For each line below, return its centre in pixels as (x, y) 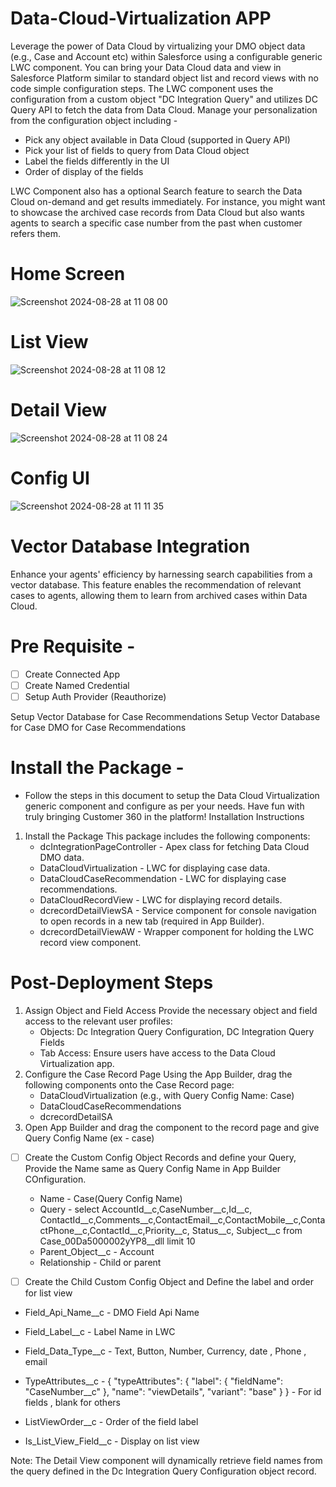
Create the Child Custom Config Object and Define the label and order (169, 1281)
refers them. (36, 233)
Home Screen (68, 274)
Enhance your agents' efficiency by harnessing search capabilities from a (161, 574)
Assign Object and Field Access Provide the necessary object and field (171, 1010)
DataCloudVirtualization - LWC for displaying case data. (155, 868)
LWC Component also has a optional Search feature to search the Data (156, 191)
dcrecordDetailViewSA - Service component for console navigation (178, 910)
